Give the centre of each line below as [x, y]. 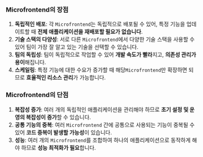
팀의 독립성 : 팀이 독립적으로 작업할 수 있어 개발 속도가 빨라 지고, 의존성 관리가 [105, 55]
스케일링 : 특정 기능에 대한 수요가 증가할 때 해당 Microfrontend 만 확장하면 [101, 70]
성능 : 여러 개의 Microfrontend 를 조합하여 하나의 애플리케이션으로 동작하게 [102, 140]
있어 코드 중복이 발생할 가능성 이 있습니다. [63, 132]
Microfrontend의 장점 [37, 9]
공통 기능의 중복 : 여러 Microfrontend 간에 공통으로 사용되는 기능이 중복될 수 [105, 125]
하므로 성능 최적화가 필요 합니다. [58, 147]
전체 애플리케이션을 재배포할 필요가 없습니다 [90, 32]
